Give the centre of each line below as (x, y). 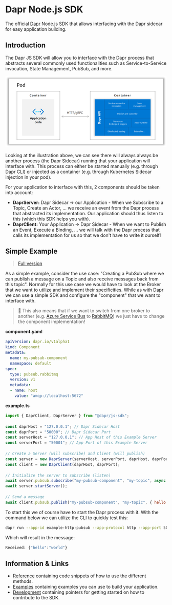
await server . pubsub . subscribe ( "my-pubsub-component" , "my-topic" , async (86, 481)
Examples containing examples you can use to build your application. (85, 587)
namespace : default (31, 363)
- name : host (24, 391)
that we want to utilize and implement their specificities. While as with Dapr (84, 290)
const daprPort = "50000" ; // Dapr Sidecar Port (58, 432)
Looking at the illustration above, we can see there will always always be (82, 155)
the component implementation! (51, 322)
